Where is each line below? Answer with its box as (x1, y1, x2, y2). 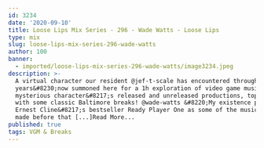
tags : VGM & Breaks (8, 128, 72, 135)
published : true (8, 121, 61, 128)
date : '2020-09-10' (8, 19, 72, 27)
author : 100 (8, 48, 47, 56)
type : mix (8, 33, 41, 42)
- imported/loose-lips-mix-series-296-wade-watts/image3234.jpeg (15, 63, 234, 70)
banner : (8, 56, 34, 63)
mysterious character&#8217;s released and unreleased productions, (15, 92, 244, 99)
